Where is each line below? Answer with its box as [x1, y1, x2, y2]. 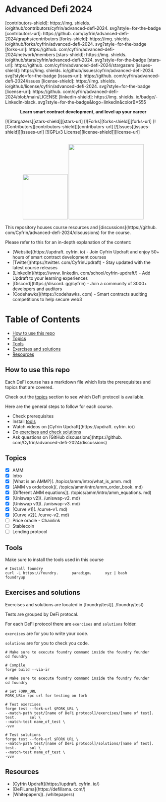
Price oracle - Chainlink [12, 518, 60, 524]
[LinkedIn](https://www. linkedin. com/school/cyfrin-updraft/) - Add [12, 270, 151, 276]
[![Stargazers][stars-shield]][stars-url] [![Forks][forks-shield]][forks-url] [5, 118, 152, 124]
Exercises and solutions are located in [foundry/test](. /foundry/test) [5, 601, 144, 607]
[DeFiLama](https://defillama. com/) [12, 786, 86, 792]
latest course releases [12, 264, 58, 270]
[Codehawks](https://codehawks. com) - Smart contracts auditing [12, 291, 148, 297]
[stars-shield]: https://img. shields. [56, 51, 127, 58]
